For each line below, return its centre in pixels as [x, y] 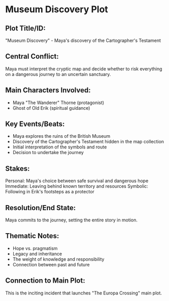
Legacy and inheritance [37, 254]
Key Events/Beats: [35, 124]
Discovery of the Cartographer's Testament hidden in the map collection [88, 142]
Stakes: [18, 169]
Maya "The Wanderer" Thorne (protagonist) [58, 103]
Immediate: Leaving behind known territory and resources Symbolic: [77, 186]
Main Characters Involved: [48, 90]
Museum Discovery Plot [57, 9]
